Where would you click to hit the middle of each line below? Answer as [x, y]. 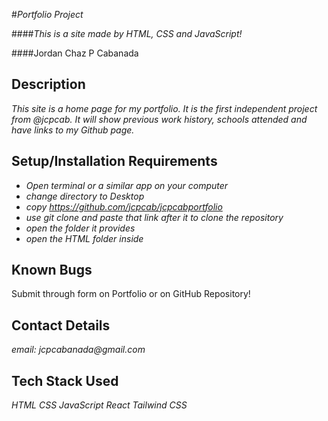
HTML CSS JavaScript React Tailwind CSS [99, 405]
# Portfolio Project [47, 14]
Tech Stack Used [65, 380]
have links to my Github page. [73, 130]
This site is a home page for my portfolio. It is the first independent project [164, 108]
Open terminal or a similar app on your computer [127, 185]
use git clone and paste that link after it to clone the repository [154, 217]
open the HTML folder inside [84, 238]
